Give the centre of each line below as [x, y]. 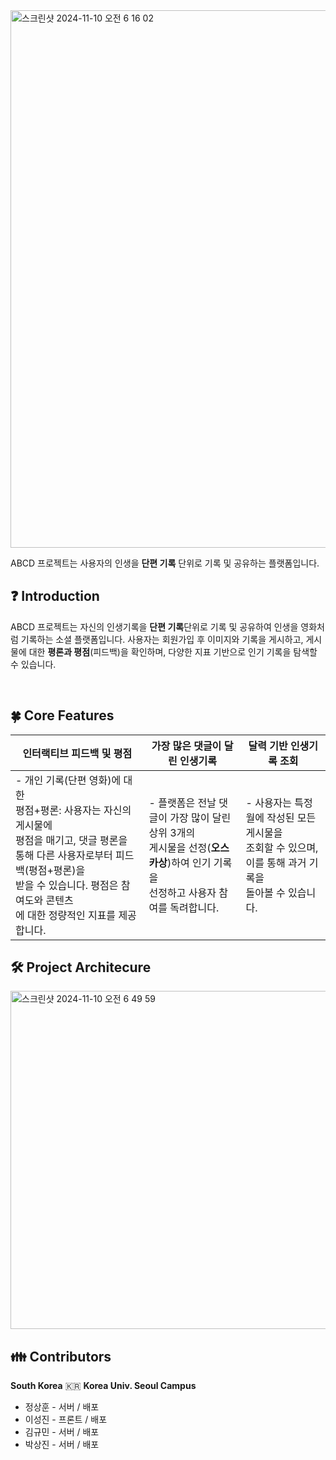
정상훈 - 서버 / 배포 [62, 1407]
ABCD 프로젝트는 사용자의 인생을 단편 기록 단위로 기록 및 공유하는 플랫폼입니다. [165, 563]
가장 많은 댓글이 [186, 746]
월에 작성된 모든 [281, 817]
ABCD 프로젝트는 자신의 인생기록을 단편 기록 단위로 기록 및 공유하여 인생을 [154, 626]
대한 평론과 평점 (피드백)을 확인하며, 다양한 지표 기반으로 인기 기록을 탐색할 [173, 651]
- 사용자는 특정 [279, 802]
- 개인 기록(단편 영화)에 [68, 780]
